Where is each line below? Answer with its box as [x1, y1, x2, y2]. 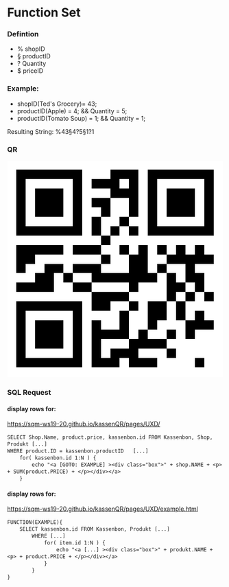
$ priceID [16, 67, 44, 75]
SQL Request [7, 388, 51, 397]
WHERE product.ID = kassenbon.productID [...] [7, 448, 149, 454]
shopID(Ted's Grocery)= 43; [16, 100, 97, 108]
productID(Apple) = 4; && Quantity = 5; [16, 106, 128, 115]
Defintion [7, 30, 39, 39]
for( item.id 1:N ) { [43, 540, 106, 546]
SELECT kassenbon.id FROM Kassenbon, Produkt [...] [19, 526, 170, 533]
